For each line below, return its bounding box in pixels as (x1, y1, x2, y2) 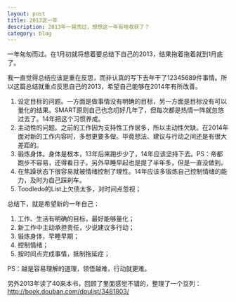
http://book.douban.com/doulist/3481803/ (7, 287, 130, 296)
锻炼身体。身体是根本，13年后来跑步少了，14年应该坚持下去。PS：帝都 (17, 150, 223, 158)
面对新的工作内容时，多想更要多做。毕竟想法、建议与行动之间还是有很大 (17, 132, 227, 141)
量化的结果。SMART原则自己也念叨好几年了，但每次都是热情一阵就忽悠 (17, 106, 225, 114)
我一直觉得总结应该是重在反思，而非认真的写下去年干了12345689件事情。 (7, 74, 221, 82)
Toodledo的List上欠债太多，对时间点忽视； (17, 185, 142, 193)
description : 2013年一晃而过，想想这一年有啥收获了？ (7, 23, 150, 30)
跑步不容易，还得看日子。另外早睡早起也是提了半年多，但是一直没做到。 (17, 158, 227, 167)
